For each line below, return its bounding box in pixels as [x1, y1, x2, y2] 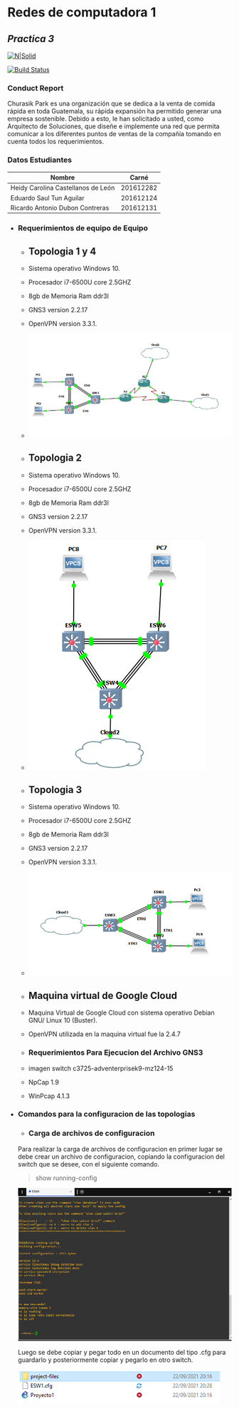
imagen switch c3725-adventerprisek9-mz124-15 [28, 1064, 174, 1072]
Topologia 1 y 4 [28, 245, 97, 257]
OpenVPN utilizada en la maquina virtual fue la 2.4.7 [28, 1030, 181, 1038]
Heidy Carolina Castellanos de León [10, 183, 115, 193]
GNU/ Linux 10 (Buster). [28, 1016, 98, 1025]
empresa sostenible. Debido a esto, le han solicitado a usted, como [7, 115, 204, 123]
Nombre [50, 173, 75, 182]
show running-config [35, 1174, 97, 1182]
